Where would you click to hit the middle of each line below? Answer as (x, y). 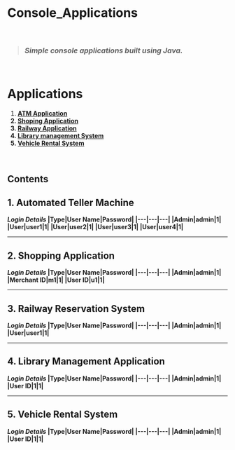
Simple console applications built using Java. (104, 50)
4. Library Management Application (86, 361)
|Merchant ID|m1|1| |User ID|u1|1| (56, 280)
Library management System (60, 136)
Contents (28, 179)
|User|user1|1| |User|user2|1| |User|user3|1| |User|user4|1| (95, 227)
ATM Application (42, 114)
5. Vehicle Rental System (63, 415)
